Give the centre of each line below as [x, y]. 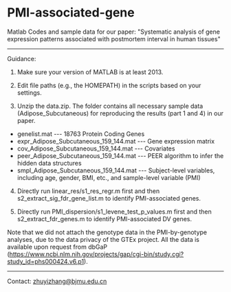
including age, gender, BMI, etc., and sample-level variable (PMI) [109, 177]
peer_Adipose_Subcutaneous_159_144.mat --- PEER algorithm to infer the [120, 155]
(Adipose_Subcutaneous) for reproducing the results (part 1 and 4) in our [120, 113]
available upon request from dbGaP [57, 247]
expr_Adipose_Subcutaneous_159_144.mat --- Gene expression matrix [116, 141]
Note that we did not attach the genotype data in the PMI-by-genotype [107, 232]
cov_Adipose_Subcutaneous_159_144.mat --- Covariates [96, 148]
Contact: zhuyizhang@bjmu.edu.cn [57, 281]
